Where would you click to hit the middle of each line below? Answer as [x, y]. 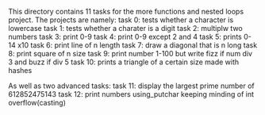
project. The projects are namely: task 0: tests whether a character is [121, 20]
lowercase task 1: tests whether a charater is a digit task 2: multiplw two [126, 28]
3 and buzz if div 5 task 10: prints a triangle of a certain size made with [124, 62]
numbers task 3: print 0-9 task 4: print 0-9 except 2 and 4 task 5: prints [125, 36]
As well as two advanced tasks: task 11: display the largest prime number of [132, 86]
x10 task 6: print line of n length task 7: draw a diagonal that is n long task [137, 45]
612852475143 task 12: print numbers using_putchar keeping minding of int [131, 94]
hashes [20, 70]
